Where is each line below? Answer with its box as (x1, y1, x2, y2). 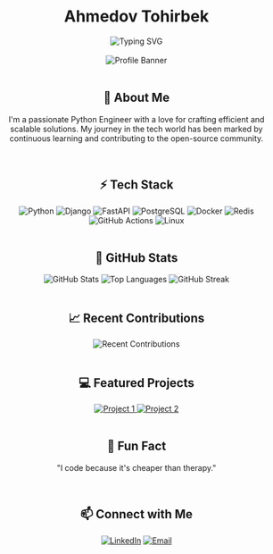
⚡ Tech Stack (99, 177, 174, 193)
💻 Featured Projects (79, 375, 194, 390)
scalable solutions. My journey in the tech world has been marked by (10, 123, 263, 134)
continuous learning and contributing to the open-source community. (9, 132, 264, 144)
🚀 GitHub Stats (95, 250, 178, 265)
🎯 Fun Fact (106, 439, 167, 454)
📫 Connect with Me (79, 507, 194, 522)
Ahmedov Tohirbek (63, 6, 210, 27)
